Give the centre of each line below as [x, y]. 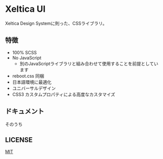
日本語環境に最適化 [32, 82]
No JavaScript [27, 58]
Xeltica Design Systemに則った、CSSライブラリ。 [56, 23]
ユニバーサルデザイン [34, 88]
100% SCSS [24, 52]
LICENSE [19, 140]
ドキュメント [25, 111]
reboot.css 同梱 [28, 76]
